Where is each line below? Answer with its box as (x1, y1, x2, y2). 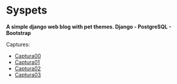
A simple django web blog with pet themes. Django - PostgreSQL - (6, 23, 172, 30)
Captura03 (14, 71, 41, 78)
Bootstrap (6, 29, 31, 36)
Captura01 (14, 59, 40, 66)
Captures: (6, 41, 31, 48)
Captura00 (14, 52, 41, 59)
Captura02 (14, 64, 41, 72)
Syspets (6, 4, 47, 17)
